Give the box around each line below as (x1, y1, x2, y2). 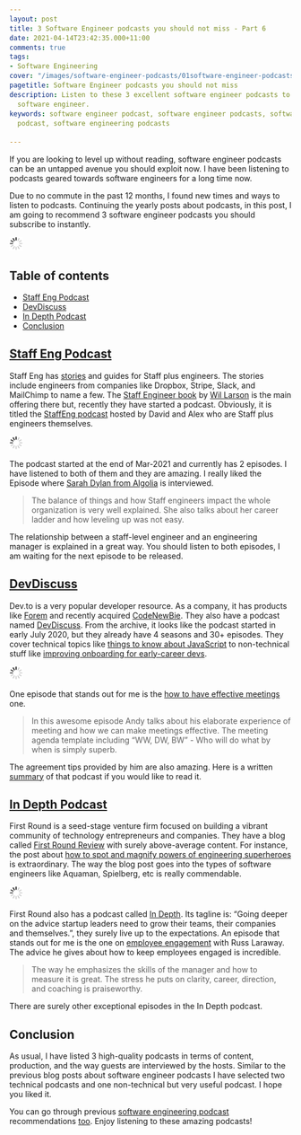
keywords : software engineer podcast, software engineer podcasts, (9, 109, 267, 119)
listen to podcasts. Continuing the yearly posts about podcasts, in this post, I (9, 200, 292, 211)
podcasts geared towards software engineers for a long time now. (9, 173, 253, 184)
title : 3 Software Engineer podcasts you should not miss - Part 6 (9, 23, 267, 33)
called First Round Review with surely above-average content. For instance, (9, 840, 288, 850)
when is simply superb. (30, 743, 117, 754)
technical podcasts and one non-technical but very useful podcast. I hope (9, 1079, 282, 1090)
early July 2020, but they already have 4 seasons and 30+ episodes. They (9, 629, 284, 639)
